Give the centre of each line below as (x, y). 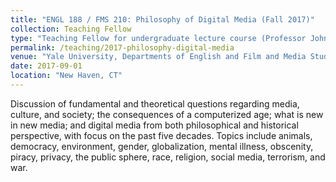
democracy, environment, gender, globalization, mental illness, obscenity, (162, 146)
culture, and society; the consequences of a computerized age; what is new (167, 114)
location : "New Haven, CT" (66, 76)
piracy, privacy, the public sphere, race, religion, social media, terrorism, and (168, 157)
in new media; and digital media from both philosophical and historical (154, 125)
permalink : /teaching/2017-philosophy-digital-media (122, 47)
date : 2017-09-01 (46, 66)
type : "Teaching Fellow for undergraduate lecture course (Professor (158, 38)
